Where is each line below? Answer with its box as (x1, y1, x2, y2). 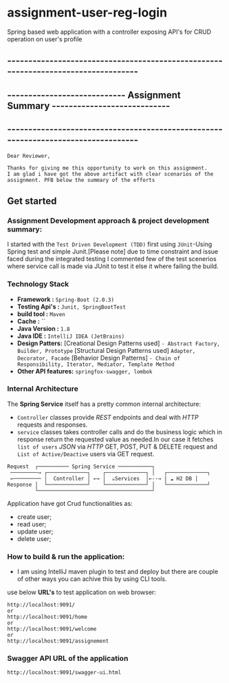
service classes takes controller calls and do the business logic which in (17, 427, 222, 436)
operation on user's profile (7, 34, 83, 43)
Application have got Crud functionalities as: (7, 499, 133, 507)
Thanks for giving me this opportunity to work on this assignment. (7, 164, 208, 172)
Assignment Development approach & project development (7, 216, 210, 225)
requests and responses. (17, 420, 88, 429)
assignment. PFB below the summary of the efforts (7, 176, 155, 183)
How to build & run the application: (7, 551, 125, 561)
